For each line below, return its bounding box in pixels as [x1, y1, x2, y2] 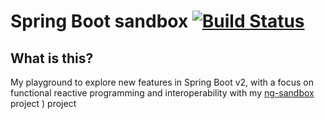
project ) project [10, 98, 77, 109]
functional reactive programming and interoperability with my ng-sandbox [10, 87, 315, 99]
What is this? [10, 50, 94, 67]
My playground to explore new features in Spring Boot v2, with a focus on [10, 76, 314, 88]
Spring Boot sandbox [10, 10, 189, 33]
